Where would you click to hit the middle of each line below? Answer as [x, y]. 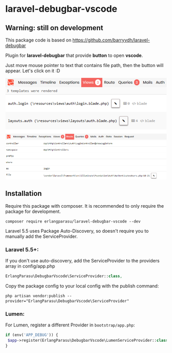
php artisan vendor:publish [35, 296]
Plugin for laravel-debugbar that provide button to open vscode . [74, 55]
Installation [24, 194]
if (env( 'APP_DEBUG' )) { [32, 335]
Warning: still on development [54, 28]
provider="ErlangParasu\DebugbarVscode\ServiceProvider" [67, 301]
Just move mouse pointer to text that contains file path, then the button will [84, 65]
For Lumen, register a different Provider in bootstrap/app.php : [70, 325]
